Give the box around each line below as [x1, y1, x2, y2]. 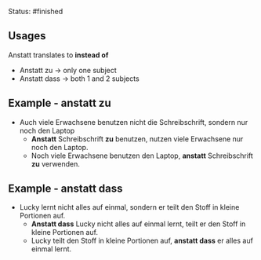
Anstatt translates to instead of [8, 50, 109, 60]
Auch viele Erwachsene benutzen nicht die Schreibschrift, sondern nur [19, 117, 248, 126]
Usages [8, 29, 46, 42]
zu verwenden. [31, 159, 81, 168]
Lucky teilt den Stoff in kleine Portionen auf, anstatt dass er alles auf [31, 236, 253, 246]
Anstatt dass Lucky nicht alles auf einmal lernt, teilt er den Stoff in [31, 219, 246, 229]
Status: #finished [8, 7, 63, 16]
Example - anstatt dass [8, 182, 123, 196]
